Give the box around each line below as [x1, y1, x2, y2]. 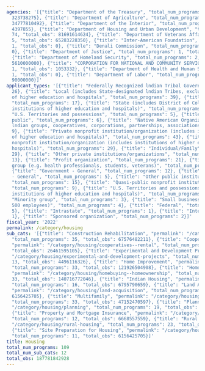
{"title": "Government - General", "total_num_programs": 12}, [12, 168, 176, 174]
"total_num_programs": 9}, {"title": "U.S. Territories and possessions [12, 185, 201, 191]
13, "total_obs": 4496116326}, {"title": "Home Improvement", [12, 259, 173, 265]
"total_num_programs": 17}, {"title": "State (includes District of [12, 100, 190, 106]
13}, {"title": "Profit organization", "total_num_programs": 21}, [12, 156, 187, 163]
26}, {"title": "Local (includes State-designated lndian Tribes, [12, 89, 184, 95]
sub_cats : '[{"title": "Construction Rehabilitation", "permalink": [6, 230, 184, 237]
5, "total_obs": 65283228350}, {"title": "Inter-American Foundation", [12, 37, 198, 43]
